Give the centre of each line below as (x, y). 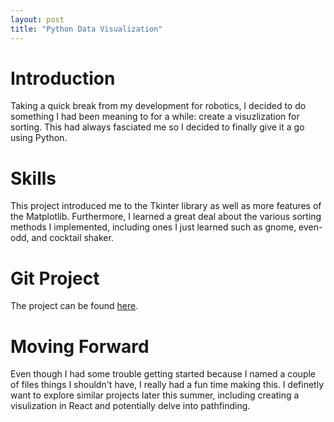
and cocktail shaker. (72, 238)
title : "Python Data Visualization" (86, 29)
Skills (33, 178)
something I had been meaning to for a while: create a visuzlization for (155, 117)
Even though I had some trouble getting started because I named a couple (163, 374)
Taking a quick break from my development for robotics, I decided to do (158, 106)
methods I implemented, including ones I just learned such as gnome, (153, 227)
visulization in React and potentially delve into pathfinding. (130, 406)
